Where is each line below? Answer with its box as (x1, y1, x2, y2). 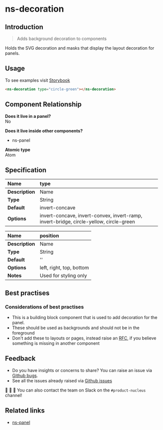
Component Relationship (5, 100, 82, 109)
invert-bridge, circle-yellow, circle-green (39, 218, 135, 225)
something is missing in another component (12, 340, 100, 346)
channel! (5, 392, 23, 398)
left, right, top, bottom (39, 264, 89, 271)
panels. (5, 50, 20, 56)
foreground (12, 330, 35, 336)
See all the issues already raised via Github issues (12, 377, 113, 383)
